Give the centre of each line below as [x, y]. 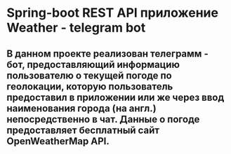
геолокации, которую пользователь [90, 86]
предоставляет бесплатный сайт [83, 130]
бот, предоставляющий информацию [93, 64]
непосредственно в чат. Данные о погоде [103, 119]
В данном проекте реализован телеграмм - [107, 54]
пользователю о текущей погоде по [90, 75]
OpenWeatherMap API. [58, 141]
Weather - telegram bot [76, 28]
